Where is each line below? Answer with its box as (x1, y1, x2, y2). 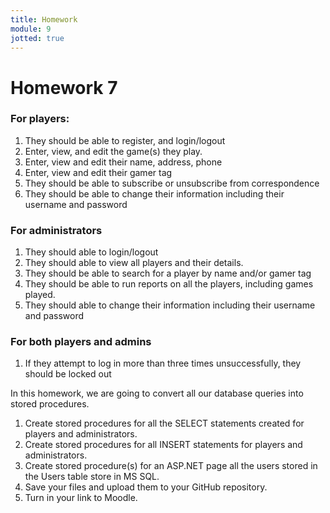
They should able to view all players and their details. (24, 257, 244, 269)
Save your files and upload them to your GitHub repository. (24, 481, 268, 493)
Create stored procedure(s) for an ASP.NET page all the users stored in (24, 460, 318, 472)
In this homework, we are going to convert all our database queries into (10, 387, 304, 400)
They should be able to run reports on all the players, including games (24, 278, 314, 290)
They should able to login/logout (24, 246, 159, 258)
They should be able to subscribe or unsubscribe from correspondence (24, 177, 320, 189)
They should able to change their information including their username (24, 299, 316, 311)
